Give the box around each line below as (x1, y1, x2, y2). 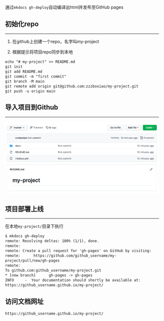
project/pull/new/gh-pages (5, 258, 60, 263)
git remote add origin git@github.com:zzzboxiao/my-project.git (5, 84, 139, 89)
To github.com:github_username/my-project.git (5, 268, 102, 273)
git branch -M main (5, 79, 45, 84)
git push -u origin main (5, 89, 56, 94)
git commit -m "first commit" (5, 74, 67, 79)
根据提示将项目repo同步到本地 (12, 49, 73, 55)
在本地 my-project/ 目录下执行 (5, 223, 63, 229)
